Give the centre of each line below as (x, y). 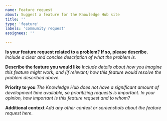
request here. (19, 113)
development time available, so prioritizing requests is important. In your (80, 93)
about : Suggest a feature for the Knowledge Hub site (63, 15)
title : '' (16, 19)
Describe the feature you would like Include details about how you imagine (83, 67)
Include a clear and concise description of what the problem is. (71, 57)
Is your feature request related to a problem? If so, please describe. (77, 52)
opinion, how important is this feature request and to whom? (68, 98)
